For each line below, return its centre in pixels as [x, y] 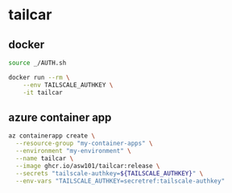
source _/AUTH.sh [37, 63]
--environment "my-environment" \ [73, 151]
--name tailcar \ [45, 158]
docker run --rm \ [39, 77]
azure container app [60, 117]
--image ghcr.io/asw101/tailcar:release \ [88, 166]
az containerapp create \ [52, 136]
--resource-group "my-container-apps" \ [84, 144]
